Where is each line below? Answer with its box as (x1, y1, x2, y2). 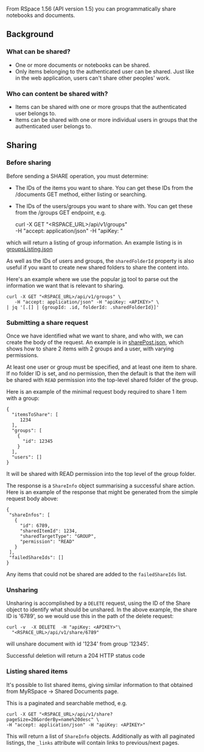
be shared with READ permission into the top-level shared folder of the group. (6, 376, 199, 383)
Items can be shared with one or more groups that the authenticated (15, 103, 187, 110)
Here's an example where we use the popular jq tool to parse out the (6, 275, 178, 282)
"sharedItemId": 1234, (19, 527, 78, 534)
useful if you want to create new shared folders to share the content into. (6, 263, 189, 271)
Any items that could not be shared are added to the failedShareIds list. (6, 570, 187, 577)
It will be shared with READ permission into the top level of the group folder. (6, 470, 196, 477)
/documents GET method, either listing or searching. (15, 190, 147, 198)
